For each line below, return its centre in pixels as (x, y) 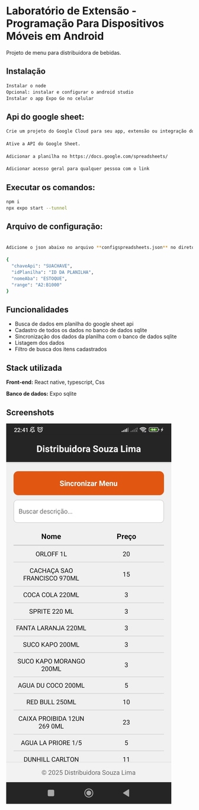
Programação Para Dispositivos (85, 23)
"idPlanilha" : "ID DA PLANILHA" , (53, 272)
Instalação (26, 72)
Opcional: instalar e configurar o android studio (70, 92)
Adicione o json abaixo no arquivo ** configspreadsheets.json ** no (91, 247)
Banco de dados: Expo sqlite (41, 394)
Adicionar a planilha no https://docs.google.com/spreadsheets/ (87, 156)
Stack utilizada (34, 368)
